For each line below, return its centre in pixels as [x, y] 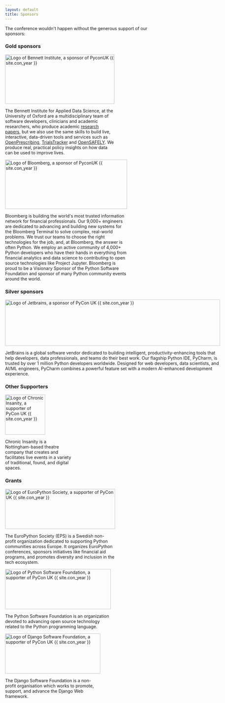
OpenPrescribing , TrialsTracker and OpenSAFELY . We [60, 142]
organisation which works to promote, [55, 686]
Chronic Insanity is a [26, 442]
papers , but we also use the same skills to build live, [58, 132]
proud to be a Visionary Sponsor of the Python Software [62, 268]
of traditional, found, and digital [37, 463]
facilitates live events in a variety [38, 457]
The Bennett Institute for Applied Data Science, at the [59, 111]
